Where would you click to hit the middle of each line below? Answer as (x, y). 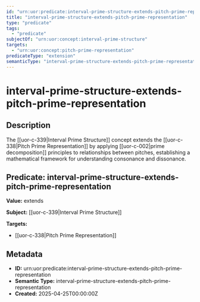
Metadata (24, 254)
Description (28, 125)
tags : (13, 28)
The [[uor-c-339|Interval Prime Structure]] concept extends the (84, 140)
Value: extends (25, 201)
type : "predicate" (29, 23)
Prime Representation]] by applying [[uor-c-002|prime (98, 146)
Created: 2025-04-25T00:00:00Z (56, 294)
